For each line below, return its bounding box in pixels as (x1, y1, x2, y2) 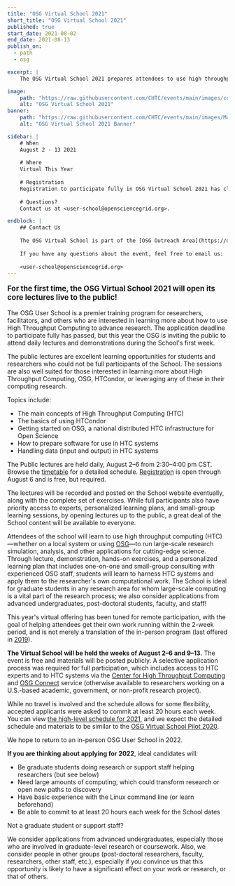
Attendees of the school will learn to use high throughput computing (7, 531, 204, 541)
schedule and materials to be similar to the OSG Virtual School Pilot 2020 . (7, 722, 220, 730)
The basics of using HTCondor (17, 416, 106, 425)
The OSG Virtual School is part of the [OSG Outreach (20, 237, 180, 244)
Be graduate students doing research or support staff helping (17, 762, 194, 771)
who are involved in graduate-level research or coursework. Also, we (7, 842, 206, 850)
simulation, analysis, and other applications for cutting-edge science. (7, 547, 206, 555)
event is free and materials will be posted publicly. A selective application (7, 656, 218, 664)
